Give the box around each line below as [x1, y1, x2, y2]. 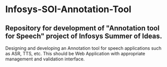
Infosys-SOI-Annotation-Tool [5, 4, 131, 15]
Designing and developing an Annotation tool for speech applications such [5, 45, 162, 51]
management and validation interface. [5, 56, 85, 62]
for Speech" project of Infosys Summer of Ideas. [5, 31, 162, 40]
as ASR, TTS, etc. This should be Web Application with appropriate [5, 51, 146, 56]
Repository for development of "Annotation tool [5, 24, 160, 32]
